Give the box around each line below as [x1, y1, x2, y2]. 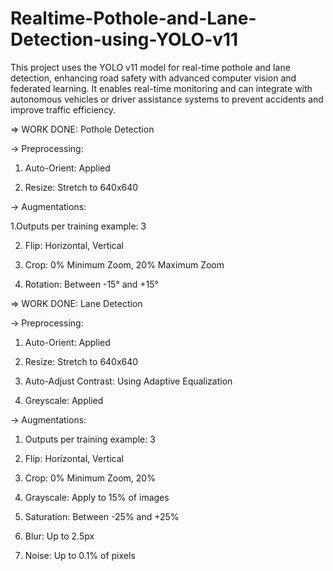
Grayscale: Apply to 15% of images [24, 491, 170, 503]
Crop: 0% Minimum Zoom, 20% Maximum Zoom [24, 258, 225, 271]
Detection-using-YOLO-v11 [10, 28, 239, 51]
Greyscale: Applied [24, 394, 104, 406]
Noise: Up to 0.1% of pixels [24, 549, 136, 561]
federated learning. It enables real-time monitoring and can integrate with [10, 82, 313, 94]
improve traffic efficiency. [10, 103, 117, 116]
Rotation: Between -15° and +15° [24, 278, 159, 290]
